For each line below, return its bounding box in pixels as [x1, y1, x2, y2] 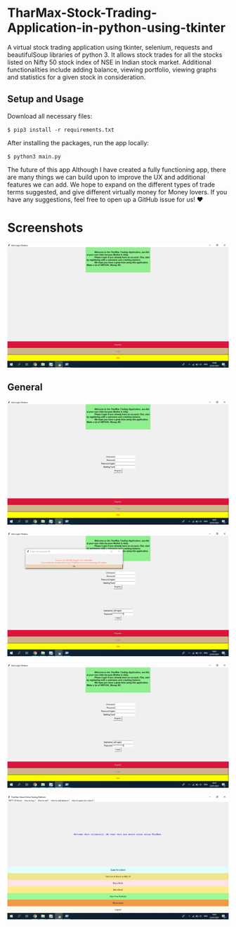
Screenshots [7, 220, 84, 236]
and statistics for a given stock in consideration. [7, 72, 146, 81]
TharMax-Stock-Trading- [7, 5, 157, 21]
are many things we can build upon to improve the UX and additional [7, 173, 206, 181]
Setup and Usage [7, 93, 84, 105]
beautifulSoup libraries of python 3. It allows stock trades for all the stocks [7, 51, 223, 59]
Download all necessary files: [7, 112, 93, 120]
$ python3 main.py [7, 153, 61, 160]
